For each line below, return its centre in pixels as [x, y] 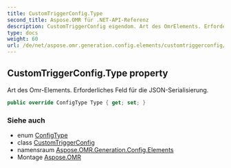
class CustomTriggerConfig [56, 143]
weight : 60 [23, 39]
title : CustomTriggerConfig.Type [55, 13]
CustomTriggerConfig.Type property [88, 73]
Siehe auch [26, 120]
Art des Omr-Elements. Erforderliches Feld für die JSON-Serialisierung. [108, 90]
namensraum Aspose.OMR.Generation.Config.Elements [95, 149]
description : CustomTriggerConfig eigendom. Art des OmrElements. [104, 26]
